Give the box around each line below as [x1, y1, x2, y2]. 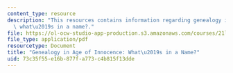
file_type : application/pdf [7, 36, 89, 43]
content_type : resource [7, 10, 76, 17]
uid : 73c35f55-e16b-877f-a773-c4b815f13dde [7, 56, 135, 63]
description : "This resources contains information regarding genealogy [7, 17, 222, 24]
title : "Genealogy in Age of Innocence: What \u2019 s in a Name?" [7, 49, 200, 56]
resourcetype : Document [7, 42, 76, 49]
